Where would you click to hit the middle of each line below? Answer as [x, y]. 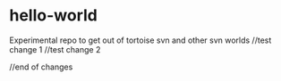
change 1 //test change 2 [55, 49]
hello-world [54, 16]
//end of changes [41, 67]
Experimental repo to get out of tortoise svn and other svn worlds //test [140, 40]
